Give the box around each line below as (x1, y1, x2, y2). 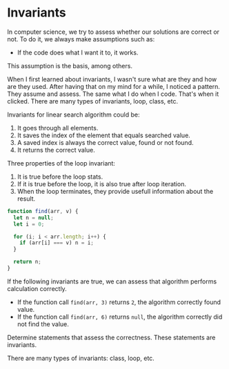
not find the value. (17, 319, 69, 328)
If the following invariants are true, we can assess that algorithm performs (7, 277, 217, 286)
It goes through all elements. (17, 123, 99, 132)
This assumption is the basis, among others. (7, 61, 133, 70)
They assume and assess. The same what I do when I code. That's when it (7, 90, 219, 98)
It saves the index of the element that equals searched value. (17, 131, 191, 139)
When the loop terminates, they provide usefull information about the (17, 187, 214, 195)
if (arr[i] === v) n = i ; (19, 239, 94, 246)
